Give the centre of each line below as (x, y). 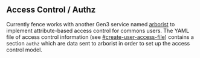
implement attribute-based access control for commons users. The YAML (98, 30)
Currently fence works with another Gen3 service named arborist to (91, 24)
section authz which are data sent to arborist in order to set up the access (98, 43)
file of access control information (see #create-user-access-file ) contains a (100, 37)
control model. (24, 50)
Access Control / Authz (51, 10)
